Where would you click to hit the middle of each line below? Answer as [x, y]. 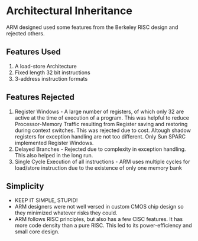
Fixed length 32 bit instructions [52, 72]
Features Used [33, 52]
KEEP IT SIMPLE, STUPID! [46, 200]
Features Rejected [40, 98]
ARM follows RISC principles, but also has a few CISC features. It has [99, 219]
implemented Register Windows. [54, 143]
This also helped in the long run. [54, 155]
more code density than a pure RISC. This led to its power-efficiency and [103, 226]
